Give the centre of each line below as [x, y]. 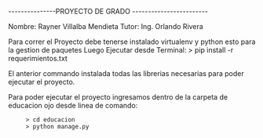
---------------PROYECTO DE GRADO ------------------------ [108, 11]
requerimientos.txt [38, 58]
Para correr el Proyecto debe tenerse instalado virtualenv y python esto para [132, 42]
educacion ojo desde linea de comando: [73, 105]
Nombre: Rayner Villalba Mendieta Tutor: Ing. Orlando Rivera [106, 26]
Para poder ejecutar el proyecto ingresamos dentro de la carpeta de [118, 97]
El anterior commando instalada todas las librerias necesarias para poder [126, 73]
